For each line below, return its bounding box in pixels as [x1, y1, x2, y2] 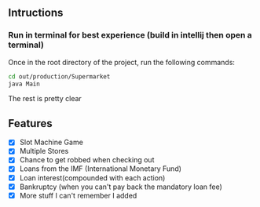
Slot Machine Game [19, 137, 84, 147]
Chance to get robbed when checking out [19, 155, 155, 165]
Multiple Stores [19, 147, 69, 156]
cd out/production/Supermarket [8, 72, 111, 81]
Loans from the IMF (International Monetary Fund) [19, 164, 182, 173]
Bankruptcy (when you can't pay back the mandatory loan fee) [19, 182, 222, 191]
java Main [8, 80, 41, 88]
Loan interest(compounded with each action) [19, 172, 166, 183]
